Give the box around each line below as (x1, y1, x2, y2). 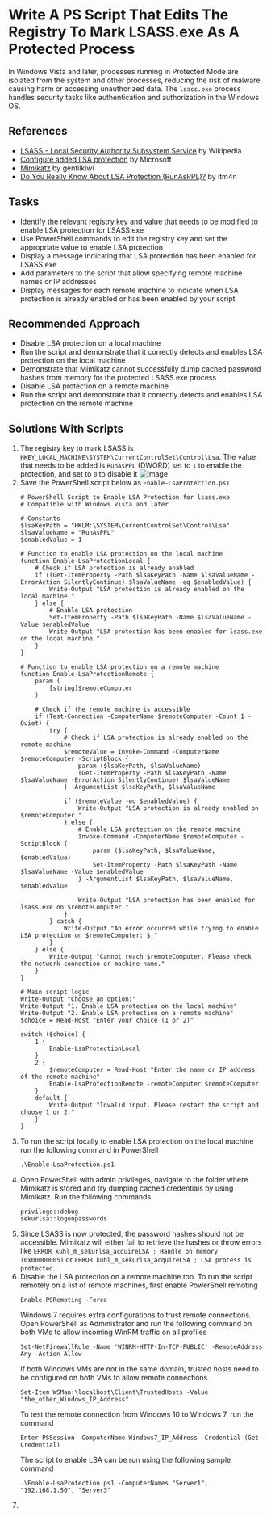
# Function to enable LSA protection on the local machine (19, 550, 223, 558)
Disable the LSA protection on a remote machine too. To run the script (19, 1272, 252, 1282)
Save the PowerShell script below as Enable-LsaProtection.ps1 (19, 478, 230, 488)
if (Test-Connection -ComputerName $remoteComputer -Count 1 (35, 712, 244, 720)
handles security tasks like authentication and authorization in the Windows (8, 92, 260, 102)
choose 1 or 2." (19, 1108, 75, 1116)
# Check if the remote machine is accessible (35, 705, 191, 714)
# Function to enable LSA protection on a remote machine (19, 663, 219, 671)
